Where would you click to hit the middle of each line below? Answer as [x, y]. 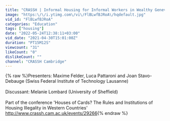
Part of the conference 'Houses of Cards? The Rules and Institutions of [79, 103]
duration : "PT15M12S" [28, 43]
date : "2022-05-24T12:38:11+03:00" [43, 33]
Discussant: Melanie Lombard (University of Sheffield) [62, 92]
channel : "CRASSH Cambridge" [36, 62]
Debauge [15, 81]
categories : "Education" [31, 24]
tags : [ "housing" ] [25, 29]
